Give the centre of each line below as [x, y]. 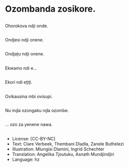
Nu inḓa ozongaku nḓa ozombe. [37, 110]
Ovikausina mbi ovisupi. [29, 96]
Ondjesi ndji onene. [24, 39]
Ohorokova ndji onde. [27, 26]
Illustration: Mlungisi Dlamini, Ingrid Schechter [58, 149]
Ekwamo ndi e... [21, 68]
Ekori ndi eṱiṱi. [19, 82]
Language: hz [26, 159]
